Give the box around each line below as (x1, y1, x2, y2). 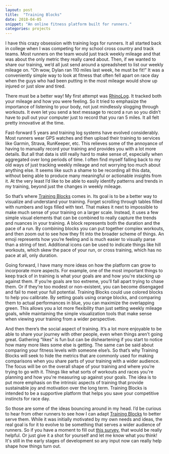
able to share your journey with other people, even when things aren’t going (5, 331, 163, 337)
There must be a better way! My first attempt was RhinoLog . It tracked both (5, 93, 162, 99)
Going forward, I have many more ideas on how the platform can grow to (5, 262, 156, 268)
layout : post (5, 7, 33, 13)
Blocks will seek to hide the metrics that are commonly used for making (5, 353, 154, 359)
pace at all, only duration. (5, 253, 58, 259)
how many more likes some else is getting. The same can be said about (5, 342, 154, 348)
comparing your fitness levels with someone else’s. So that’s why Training (5, 347, 158, 353)
